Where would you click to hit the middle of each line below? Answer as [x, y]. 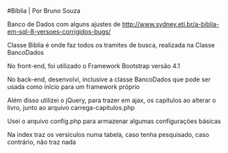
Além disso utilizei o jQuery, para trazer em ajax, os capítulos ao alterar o [112, 100]
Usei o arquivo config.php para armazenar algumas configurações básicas [114, 121]
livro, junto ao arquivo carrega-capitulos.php [71, 107]
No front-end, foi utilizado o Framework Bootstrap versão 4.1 [94, 66]
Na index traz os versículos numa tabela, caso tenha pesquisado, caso [108, 135]
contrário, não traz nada [42, 142]
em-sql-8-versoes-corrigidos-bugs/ [59, 32]
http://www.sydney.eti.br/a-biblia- [171, 24]
